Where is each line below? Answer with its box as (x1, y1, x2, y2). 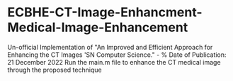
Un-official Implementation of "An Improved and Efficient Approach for (7, 43, 213, 51)
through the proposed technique (7, 65, 102, 74)
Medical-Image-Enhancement (7, 19, 188, 36)
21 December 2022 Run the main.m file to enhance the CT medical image (7, 58, 221, 66)
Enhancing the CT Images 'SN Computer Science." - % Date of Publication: (7, 50, 227, 59)
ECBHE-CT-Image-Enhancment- (7, 4, 203, 21)
